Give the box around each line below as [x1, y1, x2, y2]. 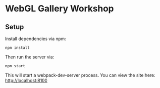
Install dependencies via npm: [5, 36, 66, 42]
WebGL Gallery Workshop [5, 3, 114, 14]
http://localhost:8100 [5, 78, 48, 83]
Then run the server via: [5, 54, 54, 60]
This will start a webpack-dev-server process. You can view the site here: [5, 72, 156, 78]
